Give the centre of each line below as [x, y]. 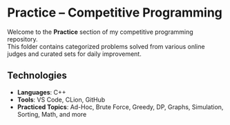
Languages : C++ [42, 92]
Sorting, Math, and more [52, 114]
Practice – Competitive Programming [115, 13]
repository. [22, 39]
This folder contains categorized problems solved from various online [106, 46]
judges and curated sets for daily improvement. [74, 54]
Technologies [37, 76]
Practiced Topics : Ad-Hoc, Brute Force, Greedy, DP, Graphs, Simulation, [120, 107]
